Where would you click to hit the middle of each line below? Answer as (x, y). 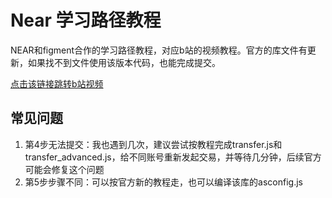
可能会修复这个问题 (64, 169)
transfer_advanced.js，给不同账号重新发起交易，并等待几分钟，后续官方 (173, 157)
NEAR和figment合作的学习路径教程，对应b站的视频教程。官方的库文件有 (159, 50)
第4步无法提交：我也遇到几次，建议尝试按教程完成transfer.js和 (153, 144)
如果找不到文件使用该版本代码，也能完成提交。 (124, 62)
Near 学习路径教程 (86, 20)
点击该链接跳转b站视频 (57, 83)
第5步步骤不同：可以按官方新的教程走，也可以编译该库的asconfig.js (163, 182)
